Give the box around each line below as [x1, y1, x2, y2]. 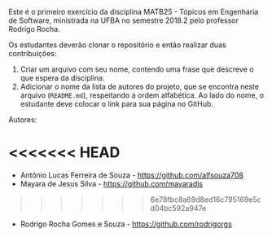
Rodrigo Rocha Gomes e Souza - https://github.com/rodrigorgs [20, 219, 232, 229]
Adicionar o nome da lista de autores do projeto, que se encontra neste [20, 81, 259, 91]
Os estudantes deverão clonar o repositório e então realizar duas [8, 40, 226, 50]
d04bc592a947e [150, 203, 207, 213]
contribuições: [8, 49, 57, 58]
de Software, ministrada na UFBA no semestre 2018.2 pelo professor [8, 15, 239, 25]
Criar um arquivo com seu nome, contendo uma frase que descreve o [20, 64, 254, 74]
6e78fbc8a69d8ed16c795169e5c [150, 195, 262, 204]
